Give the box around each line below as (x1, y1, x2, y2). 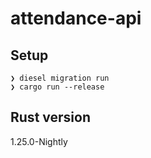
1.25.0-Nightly (10, 135, 68, 147)
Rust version (10, 109, 91, 126)
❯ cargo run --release (10, 82, 105, 92)
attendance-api (10, 7, 142, 30)
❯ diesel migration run (10, 73, 110, 83)
